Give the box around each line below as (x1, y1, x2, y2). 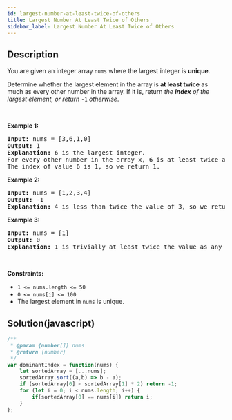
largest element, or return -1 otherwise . (7, 95, 119, 104)
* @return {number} (10, 348, 67, 356)
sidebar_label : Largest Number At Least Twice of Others (7, 23, 175, 30)
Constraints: (7, 269, 44, 278)
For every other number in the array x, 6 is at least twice (7, 156, 219, 164)
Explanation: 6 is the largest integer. (7, 149, 146, 157)
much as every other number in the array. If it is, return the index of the (7, 88, 210, 96)
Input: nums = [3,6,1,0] (7, 135, 91, 143)
